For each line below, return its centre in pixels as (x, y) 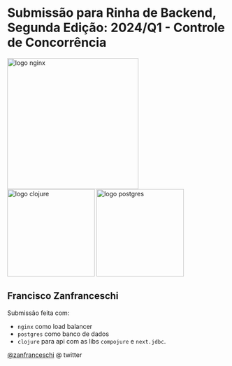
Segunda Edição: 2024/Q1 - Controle (116, 28)
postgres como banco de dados (63, 334)
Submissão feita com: (38, 313)
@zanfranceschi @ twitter (45, 355)
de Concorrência (57, 43)
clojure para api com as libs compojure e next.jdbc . (92, 341)
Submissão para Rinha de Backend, (112, 13)
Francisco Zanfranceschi (63, 296)
